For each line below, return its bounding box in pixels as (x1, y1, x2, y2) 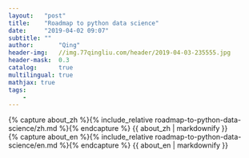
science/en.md (8, 140, 58, 150)
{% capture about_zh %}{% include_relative (8, 115, 154, 124)
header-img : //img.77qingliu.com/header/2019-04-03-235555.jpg (8, 49, 231, 57)
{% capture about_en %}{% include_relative (8, 132, 154, 142)
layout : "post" (8, 11, 66, 20)
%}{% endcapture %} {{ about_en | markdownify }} (58, 140, 228, 150)
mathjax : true (8, 78, 56, 86)
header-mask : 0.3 (8, 57, 70, 65)
